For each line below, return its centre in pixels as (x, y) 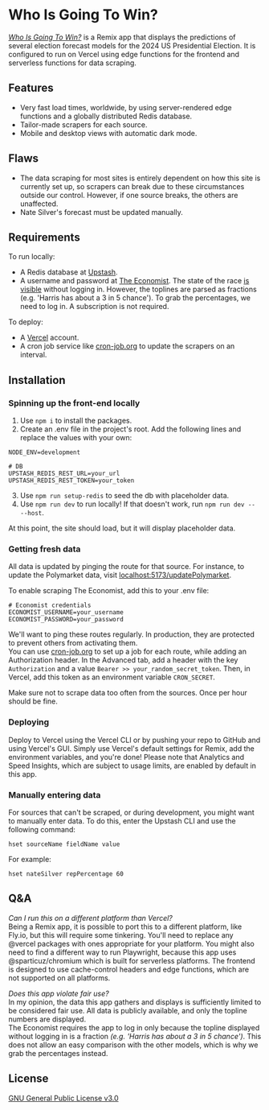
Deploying (29, 722)
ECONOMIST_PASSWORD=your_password (66, 620)
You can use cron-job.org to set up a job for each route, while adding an (128, 652)
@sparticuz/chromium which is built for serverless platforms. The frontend (132, 960)
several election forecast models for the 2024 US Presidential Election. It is (132, 45)
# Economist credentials (50, 605)
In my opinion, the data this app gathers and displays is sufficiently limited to (135, 1002)
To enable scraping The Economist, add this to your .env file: (109, 591)
